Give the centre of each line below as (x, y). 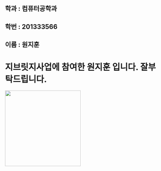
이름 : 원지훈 (22, 45)
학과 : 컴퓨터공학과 (31, 9)
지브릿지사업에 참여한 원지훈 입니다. (72, 67)
